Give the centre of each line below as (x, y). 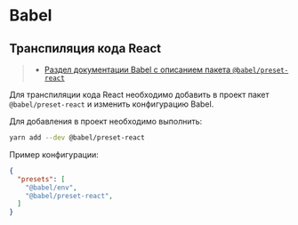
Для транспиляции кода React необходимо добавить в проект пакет (139, 95)
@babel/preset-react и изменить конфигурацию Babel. (112, 104)
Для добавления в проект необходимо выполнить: (106, 121)
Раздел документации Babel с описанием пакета (137, 69)
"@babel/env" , (51, 188)
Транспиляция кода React (85, 48)
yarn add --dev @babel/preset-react (77, 138)
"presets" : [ (41, 179)
